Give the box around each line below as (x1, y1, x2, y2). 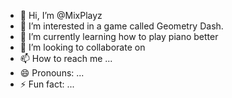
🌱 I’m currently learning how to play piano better (19, 31, 219, 42)
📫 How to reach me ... (19, 53, 113, 64)
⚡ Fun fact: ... (19, 78, 75, 90)
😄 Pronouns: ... (19, 67, 85, 79)
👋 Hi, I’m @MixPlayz (19, 10, 103, 21)
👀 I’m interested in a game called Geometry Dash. (19, 20, 224, 32)
